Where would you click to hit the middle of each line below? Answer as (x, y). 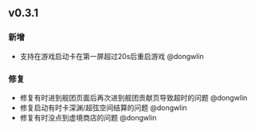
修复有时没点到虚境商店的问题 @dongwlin (88, 117)
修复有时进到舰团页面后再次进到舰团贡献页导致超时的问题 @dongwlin (133, 97)
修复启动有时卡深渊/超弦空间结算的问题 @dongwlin (103, 108)
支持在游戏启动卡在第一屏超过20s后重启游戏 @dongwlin (112, 56)
